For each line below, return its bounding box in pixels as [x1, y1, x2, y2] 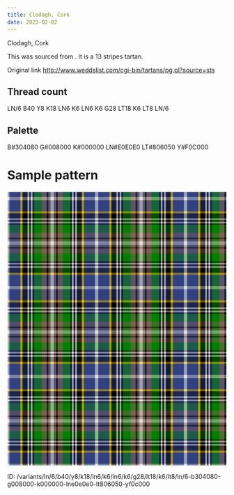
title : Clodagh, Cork [7, 11, 70, 18]
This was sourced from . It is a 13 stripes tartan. [7, 52, 144, 61]
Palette [7, 124, 39, 136]
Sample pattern [7, 167, 99, 183]
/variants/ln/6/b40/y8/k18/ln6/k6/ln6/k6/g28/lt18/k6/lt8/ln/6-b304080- [16, 473, 221, 481]
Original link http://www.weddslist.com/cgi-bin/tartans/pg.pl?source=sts [7, 66, 215, 74]
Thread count [7, 86, 68, 98]
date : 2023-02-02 [7, 18, 58, 26]
